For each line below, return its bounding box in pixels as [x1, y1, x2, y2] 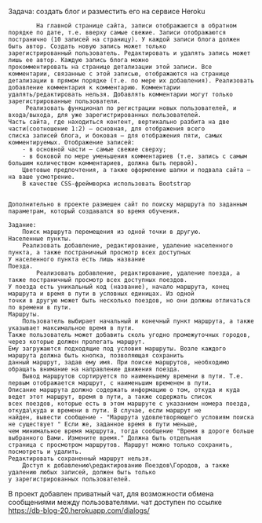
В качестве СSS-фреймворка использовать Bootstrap [22, 180, 191, 188]
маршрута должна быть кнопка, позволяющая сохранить [8, 352, 184, 360]
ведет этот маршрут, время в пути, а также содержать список [8, 393, 213, 400]
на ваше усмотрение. [8, 173, 76, 181]
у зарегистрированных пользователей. [8, 475, 132, 483]
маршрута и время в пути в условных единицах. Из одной [8, 290, 195, 298]
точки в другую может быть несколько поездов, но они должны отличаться [8, 297, 251, 305]
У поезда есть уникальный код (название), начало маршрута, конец [8, 283, 230, 291]
